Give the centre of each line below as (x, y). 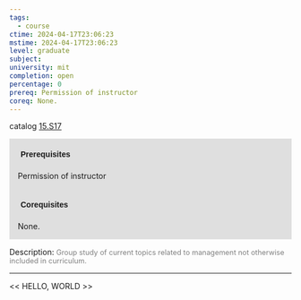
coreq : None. (34, 101)
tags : (19, 17)
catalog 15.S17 (36, 126)
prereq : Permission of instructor (74, 92)
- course (34, 26)
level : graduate (39, 51)
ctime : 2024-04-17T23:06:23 (62, 34)
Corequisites (45, 205)
